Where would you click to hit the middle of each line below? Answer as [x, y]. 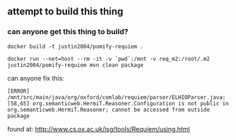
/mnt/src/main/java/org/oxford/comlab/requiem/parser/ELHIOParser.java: [117, 97]
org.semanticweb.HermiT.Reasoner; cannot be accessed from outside [109, 110]
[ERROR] [19, 91]
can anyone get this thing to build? [68, 32]
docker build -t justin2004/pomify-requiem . [75, 46]
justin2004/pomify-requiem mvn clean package [75, 65]
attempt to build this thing [65, 12]
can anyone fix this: [36, 78]
